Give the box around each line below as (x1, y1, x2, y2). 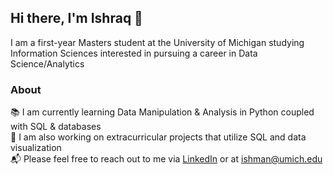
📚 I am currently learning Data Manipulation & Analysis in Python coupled (10, 106, 315, 118)
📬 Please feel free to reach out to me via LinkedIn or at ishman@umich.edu (10, 153, 323, 165)
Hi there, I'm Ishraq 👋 (10, 10, 143, 27)
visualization (10, 142, 62, 154)
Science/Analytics (10, 57, 85, 70)
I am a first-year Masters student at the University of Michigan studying (10, 36, 305, 48)
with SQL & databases (10, 121, 102, 133)
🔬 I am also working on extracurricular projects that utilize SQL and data (10, 131, 307, 143)
